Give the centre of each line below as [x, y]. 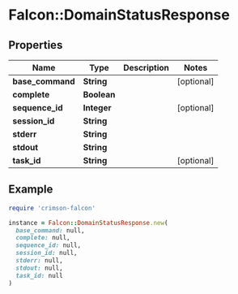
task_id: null [39, 275]
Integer [97, 108]
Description [146, 68]
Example [31, 190]
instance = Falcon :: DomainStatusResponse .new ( [88, 223]
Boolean [99, 95]
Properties [36, 45]
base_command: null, [50, 230]
